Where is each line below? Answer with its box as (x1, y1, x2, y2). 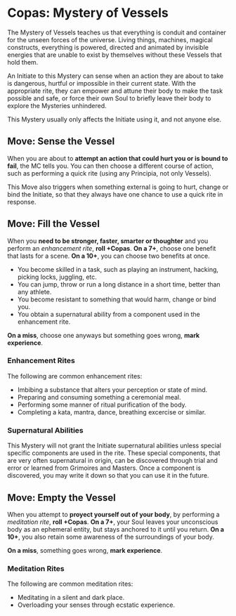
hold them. (7, 58, 39, 66)
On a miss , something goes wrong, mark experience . (7, 546, 163, 554)
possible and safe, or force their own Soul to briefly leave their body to (7, 93, 211, 103)
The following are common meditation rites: (7, 579, 133, 588)
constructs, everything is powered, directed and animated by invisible (7, 43, 209, 51)
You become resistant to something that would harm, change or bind (17, 295, 216, 303)
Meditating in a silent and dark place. (17, 594, 125, 602)
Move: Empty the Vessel (7, 492, 116, 504)
